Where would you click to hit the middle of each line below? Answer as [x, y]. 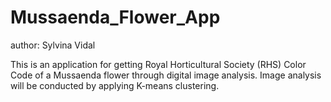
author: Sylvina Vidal [53, 45]
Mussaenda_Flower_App [115, 17]
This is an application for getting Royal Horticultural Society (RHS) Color [158, 64]
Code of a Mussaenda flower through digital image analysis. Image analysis [166, 75]
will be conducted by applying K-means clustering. [115, 85]
